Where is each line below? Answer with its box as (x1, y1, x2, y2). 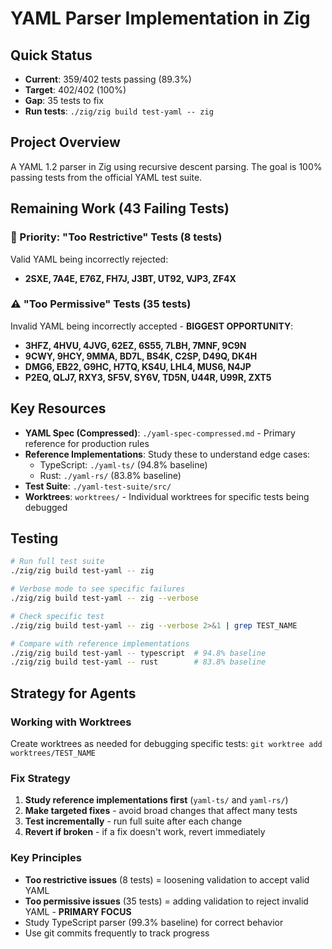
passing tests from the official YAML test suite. (10, 171, 203, 183)
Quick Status (10, 47, 93, 64)
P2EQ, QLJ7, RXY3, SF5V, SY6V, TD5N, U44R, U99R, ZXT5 (24, 371, 272, 383)
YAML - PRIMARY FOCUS (24, 905, 132, 917)
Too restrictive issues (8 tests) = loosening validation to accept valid (24, 873, 310, 886)
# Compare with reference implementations (10, 638, 190, 649)
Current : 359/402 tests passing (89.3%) (24, 73, 192, 85)
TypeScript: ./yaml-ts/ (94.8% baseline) (39, 458, 208, 471)
